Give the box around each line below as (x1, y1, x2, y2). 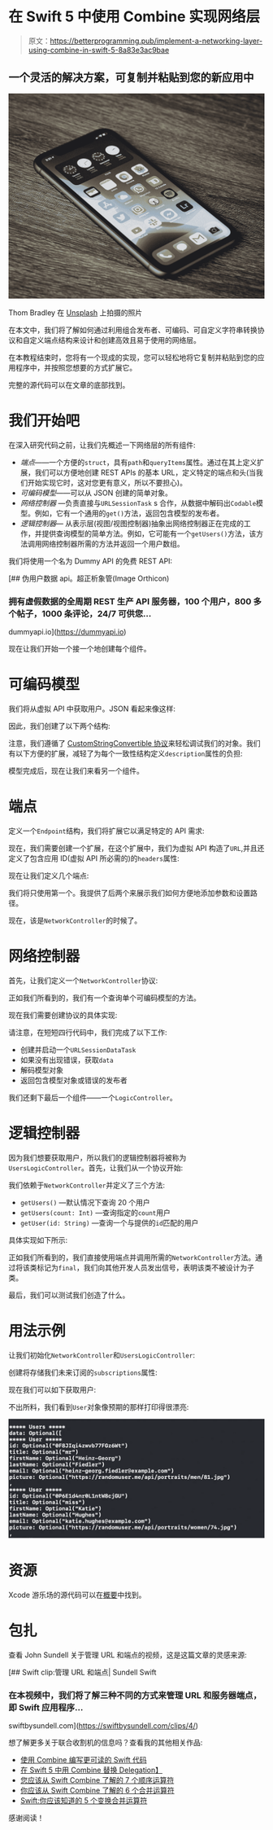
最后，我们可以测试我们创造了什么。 (8, 1290, 130, 1300)
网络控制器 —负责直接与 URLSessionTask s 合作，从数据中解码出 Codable (19, 498, 257, 507)
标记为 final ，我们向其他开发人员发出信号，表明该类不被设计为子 (36, 1262, 254, 1272)
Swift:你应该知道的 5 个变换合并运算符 (19, 1796, 148, 1806)
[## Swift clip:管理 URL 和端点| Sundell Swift (8, 1667, 157, 1677)
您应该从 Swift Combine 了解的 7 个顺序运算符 (19, 1775, 175, 1785)
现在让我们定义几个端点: (8, 871, 89, 880)
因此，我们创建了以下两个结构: (8, 722, 111, 731)
